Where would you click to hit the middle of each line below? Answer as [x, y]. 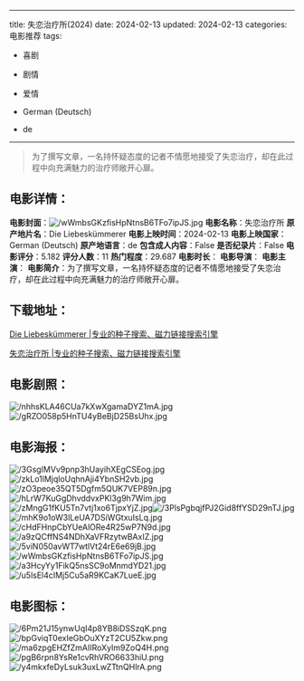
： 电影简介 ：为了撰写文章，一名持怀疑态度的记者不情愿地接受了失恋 [145, 267]
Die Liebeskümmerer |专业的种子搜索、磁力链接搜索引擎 [114, 334]
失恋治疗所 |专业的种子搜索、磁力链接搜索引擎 [95, 353]
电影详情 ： [39, 199]
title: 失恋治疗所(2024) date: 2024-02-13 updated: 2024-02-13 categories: [148, 24]
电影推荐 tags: [36, 36]
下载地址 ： [39, 310]
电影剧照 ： [39, 384]
